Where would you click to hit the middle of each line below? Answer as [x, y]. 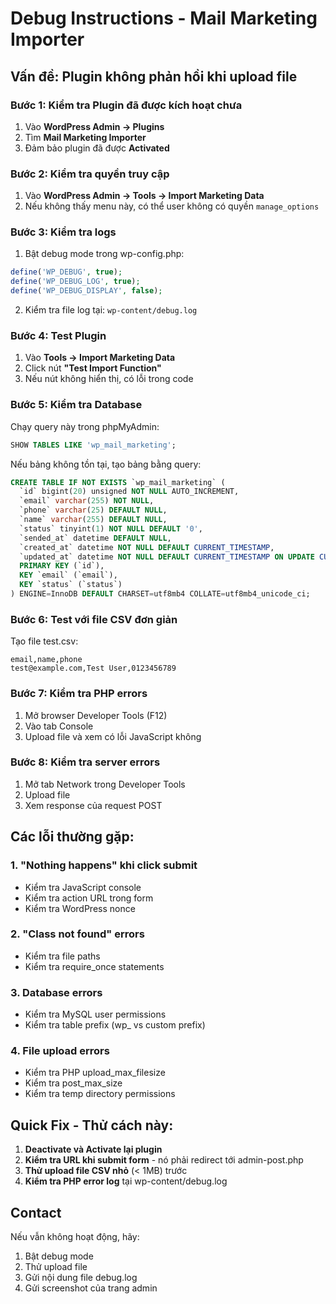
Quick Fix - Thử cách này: [92, 1125]
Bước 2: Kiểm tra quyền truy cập [90, 174]
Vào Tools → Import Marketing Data [100, 358]
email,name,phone [46, 660]
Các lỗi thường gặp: [72, 837]
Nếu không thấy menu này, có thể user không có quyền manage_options [172, 206]
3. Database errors [56, 992]
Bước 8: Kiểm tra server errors [85, 762]
